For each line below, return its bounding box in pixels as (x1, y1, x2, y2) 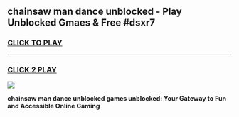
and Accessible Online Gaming (7, 101, 100, 110)
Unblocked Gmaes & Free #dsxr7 (7, 17, 156, 29)
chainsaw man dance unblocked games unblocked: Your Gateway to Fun (7, 94, 226, 102)
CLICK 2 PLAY (7, 65, 57, 74)
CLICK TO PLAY (7, 38, 63, 48)
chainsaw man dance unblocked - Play (7, 6, 183, 18)
